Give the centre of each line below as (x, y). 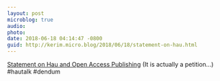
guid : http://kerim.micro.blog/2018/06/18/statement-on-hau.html (102, 45)
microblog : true (30, 20)
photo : (16, 32)
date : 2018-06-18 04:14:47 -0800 (55, 39)
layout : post (26, 13)
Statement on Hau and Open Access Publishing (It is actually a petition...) (110, 64)
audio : (16, 26)
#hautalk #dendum (34, 71)
